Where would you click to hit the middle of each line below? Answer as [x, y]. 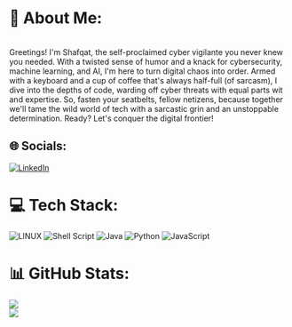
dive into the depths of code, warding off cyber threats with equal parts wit [146, 90]
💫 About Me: [56, 18]
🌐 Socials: [38, 146]
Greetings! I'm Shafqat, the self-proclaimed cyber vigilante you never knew [146, 52]
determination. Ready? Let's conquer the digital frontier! [111, 118]
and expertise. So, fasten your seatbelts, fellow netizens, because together [146, 99]
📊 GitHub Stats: [70, 273]
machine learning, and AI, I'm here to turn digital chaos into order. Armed [142, 71]
